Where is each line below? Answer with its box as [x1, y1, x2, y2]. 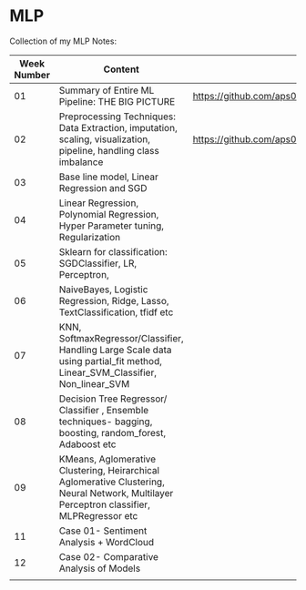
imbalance [58, 156, 104, 168]
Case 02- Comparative [58, 550, 159, 563]
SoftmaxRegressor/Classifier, [58, 331, 184, 344]
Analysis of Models [58, 562, 141, 575]
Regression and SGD [58, 181, 148, 194]
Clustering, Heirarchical [58, 463, 160, 476]
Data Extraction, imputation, [58, 121, 178, 134]
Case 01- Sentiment [58, 524, 148, 537]
